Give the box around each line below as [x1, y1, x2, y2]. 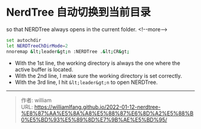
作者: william [20, 97, 52, 104]
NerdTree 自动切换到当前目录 [6, 5, 151, 19]
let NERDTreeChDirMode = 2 [6, 43, 68, 49]
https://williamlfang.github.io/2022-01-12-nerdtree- [34, 103, 161, 110]
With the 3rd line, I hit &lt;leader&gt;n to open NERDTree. [14, 79, 158, 86]
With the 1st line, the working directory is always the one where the [14, 59, 181, 67]
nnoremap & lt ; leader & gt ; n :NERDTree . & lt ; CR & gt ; [6, 49, 130, 55]
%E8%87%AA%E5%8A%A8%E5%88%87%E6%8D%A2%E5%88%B [20, 109, 194, 117]
